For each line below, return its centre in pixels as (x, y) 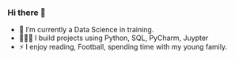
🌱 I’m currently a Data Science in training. (86, 30)
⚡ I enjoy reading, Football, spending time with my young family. (123, 47)
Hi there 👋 (27, 13)
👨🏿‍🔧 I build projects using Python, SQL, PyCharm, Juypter (114, 38)
